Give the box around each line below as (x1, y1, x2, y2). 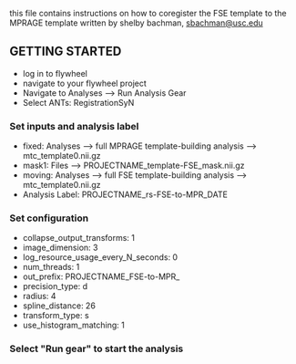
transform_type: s (22, 310, 89, 321)
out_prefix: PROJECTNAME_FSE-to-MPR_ (22, 271, 180, 282)
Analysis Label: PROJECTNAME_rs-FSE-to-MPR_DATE (22, 189, 228, 200)
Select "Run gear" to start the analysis (9, 342, 184, 355)
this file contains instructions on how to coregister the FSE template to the (9, 8, 287, 18)
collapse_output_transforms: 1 (22, 233, 135, 244)
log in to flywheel (22, 68, 88, 78)
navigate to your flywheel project (22, 78, 148, 88)
